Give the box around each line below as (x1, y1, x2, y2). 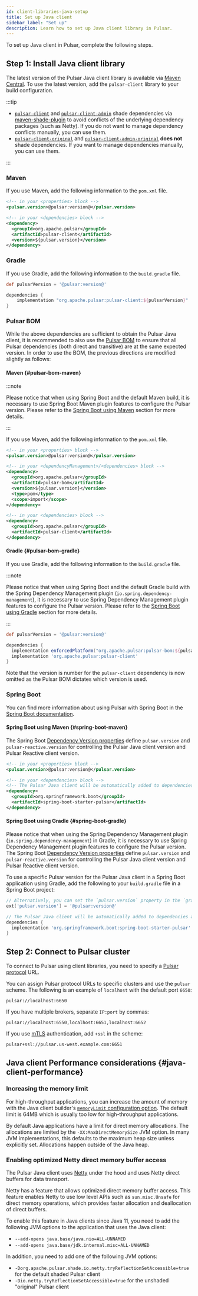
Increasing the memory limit (6, 1085, 88, 1093)
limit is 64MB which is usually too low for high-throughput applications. (6, 1111, 179, 1118)
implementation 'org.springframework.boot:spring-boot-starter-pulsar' (11, 925, 192, 931)
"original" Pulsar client (14, 1283, 70, 1291)
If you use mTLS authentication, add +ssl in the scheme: (6, 1030, 143, 1037)
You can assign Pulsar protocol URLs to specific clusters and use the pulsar (6, 980, 190, 988)
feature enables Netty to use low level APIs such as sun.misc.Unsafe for (6, 1194, 180, 1201)
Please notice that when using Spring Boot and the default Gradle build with (6, 583, 190, 590)
